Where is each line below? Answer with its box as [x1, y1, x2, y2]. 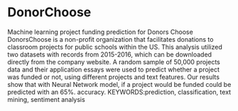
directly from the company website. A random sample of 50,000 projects [7, 57, 220, 66]
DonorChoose [7, 4, 92, 21]
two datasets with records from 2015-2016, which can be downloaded [7, 50, 212, 59]
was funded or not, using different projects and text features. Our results [7, 72, 220, 81]
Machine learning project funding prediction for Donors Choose [7, 28, 193, 36]
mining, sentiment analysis [7, 95, 85, 103]
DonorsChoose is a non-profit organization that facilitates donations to [7, 35, 214, 43]
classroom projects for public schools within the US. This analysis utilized [7, 42, 222, 51]
